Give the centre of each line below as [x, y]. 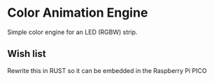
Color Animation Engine [78, 13]
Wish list [27, 54]
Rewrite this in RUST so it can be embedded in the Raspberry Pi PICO [107, 70]
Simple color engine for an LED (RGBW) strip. [72, 32]
